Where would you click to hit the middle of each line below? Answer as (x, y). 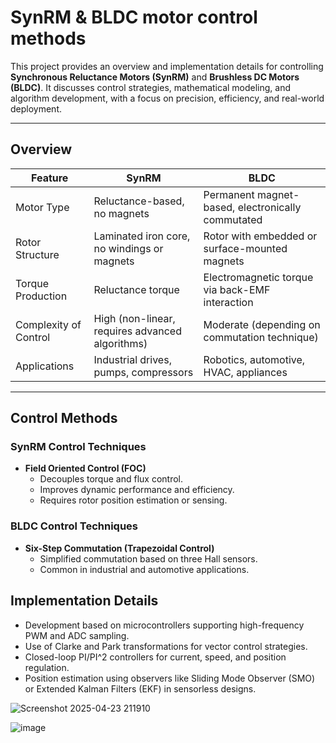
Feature (50, 178)
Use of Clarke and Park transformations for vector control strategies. (166, 646)
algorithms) (120, 343)
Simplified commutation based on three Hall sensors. (148, 558)
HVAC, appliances (245, 372)
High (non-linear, (134, 318)
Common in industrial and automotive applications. (144, 569)
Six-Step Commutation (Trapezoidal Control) (119, 548)
